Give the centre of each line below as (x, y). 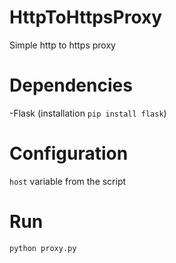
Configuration (69, 153)
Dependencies (71, 85)
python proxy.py (43, 248)
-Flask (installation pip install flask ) (88, 113)
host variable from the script (68, 181)
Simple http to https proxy (62, 45)
